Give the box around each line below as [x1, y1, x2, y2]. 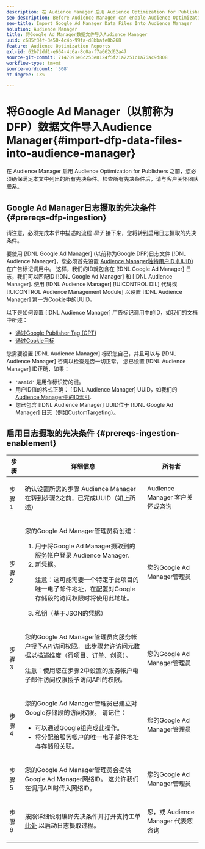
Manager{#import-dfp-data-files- [6, 134, 183, 147]
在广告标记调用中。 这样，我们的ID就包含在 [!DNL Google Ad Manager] [6, 265, 185, 272]
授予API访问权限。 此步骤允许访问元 [31, 642, 134, 650]
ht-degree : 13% [6, 71, 45, 78]
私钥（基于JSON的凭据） [35, 609, 107, 618]
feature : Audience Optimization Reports [6, 43, 111, 49]
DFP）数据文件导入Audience [6, 120, 153, 134]
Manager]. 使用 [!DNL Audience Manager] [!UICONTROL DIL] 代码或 [6, 280, 178, 288]
